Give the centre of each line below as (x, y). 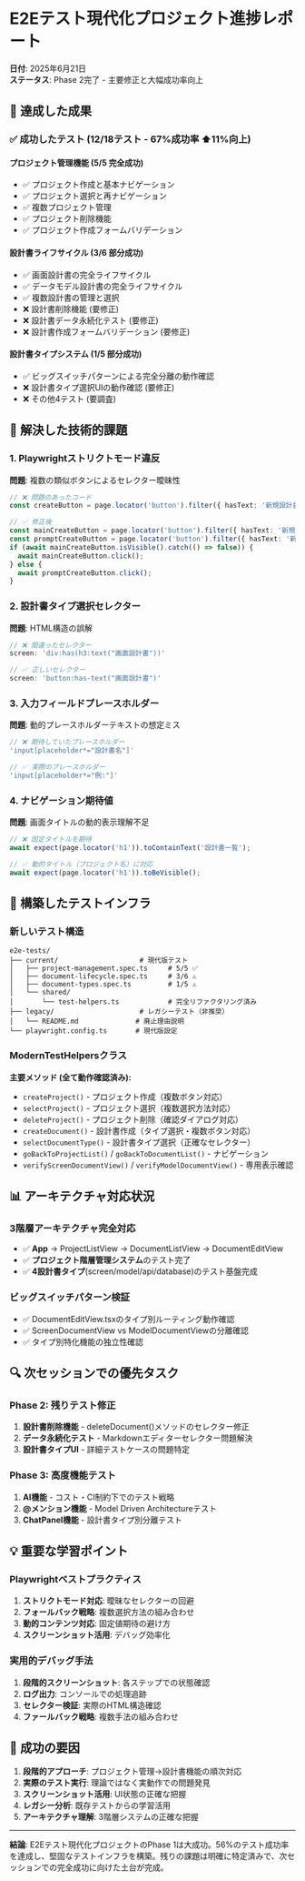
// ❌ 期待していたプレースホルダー (67, 743)
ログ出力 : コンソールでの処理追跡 (84, 1694)
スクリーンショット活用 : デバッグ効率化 (96, 1635)
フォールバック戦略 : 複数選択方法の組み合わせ (108, 1613)
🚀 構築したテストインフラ (80, 903)
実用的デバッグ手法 (51, 1661)
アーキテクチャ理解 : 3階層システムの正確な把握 (111, 1817)
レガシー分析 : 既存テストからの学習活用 (96, 1805)
